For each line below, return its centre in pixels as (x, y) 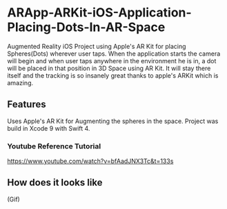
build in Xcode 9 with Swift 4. (49, 128)
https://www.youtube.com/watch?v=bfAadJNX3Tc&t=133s (90, 161)
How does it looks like (55, 183)
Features (27, 104)
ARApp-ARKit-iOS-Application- (99, 13)
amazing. (20, 82)
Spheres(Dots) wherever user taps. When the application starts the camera (114, 54)
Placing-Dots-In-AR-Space (86, 27)
